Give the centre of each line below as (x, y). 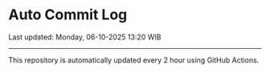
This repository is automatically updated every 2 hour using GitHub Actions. (134, 60)
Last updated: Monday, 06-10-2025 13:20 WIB (85, 37)
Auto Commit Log (68, 15)
